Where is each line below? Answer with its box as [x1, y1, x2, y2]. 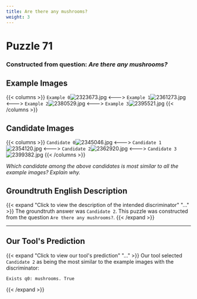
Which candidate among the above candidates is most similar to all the [6, 162, 179, 170]
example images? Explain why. [6, 169, 81, 176]
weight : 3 [6, 14, 30, 20]
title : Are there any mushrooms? [6, 8, 88, 15]
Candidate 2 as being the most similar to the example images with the [6, 258, 174, 265]
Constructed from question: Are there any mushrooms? [6, 60, 168, 68]
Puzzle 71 [6, 39, 53, 53]
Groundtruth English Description [6, 186, 128, 196]
